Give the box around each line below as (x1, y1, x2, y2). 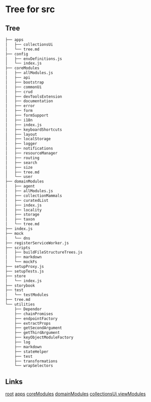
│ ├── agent (5, 184, 35, 189)
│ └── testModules (5, 292, 49, 298)
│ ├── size (5, 165, 33, 170)
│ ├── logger (5, 141, 37, 146)
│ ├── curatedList (5, 198, 49, 203)
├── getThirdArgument (14, 330, 60, 335)
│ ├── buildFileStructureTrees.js (5, 250, 83, 255)
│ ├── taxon (5, 217, 35, 222)
